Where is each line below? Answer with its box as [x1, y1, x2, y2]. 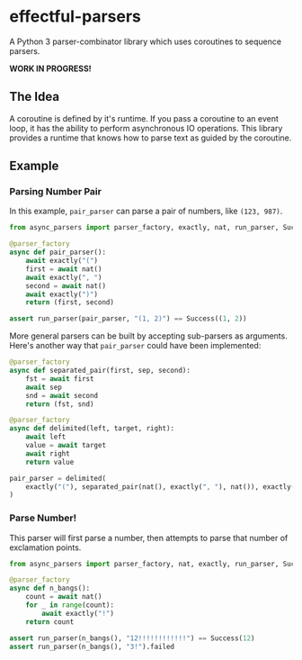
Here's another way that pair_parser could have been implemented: [9, 340, 262, 351]
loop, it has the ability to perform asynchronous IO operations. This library [9, 122, 283, 133]
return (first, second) [25, 298, 115, 307]
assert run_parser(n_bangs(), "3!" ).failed [9, 642, 175, 651]
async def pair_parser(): [9, 248, 106, 258]
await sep [25, 383, 63, 392]
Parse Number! [9, 511, 77, 524]
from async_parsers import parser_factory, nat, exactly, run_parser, [9, 559, 280, 568]
